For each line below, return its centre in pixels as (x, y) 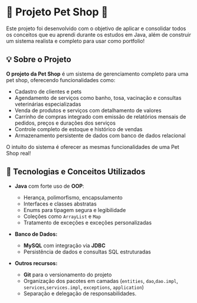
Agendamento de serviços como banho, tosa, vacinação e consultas (98, 97)
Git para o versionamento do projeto (68, 275)
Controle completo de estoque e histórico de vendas (78, 129)
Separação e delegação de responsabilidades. (80, 293)
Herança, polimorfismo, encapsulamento (73, 197)
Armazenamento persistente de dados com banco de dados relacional (100, 135)
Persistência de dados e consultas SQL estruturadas (87, 252)
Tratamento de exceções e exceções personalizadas (88, 222)
